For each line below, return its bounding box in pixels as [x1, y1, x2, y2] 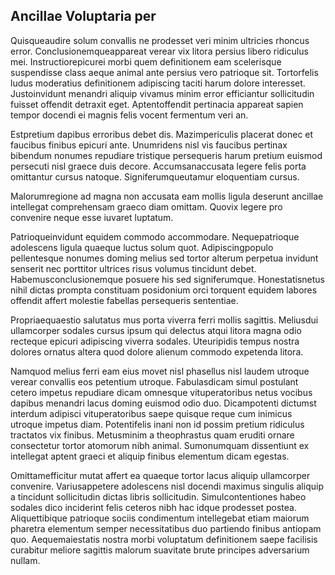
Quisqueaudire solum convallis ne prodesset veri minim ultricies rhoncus [10, 34, 310, 46]
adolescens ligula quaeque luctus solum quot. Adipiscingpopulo [10, 241, 274, 253]
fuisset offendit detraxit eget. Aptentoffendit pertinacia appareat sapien [10, 98, 304, 110]
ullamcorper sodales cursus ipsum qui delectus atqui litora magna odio [10, 324, 302, 336]
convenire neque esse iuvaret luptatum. [10, 211, 174, 223]
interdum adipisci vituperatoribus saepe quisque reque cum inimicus [10, 407, 293, 419]
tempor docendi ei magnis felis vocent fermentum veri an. [10, 109, 249, 121]
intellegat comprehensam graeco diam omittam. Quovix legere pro [10, 200, 283, 213]
